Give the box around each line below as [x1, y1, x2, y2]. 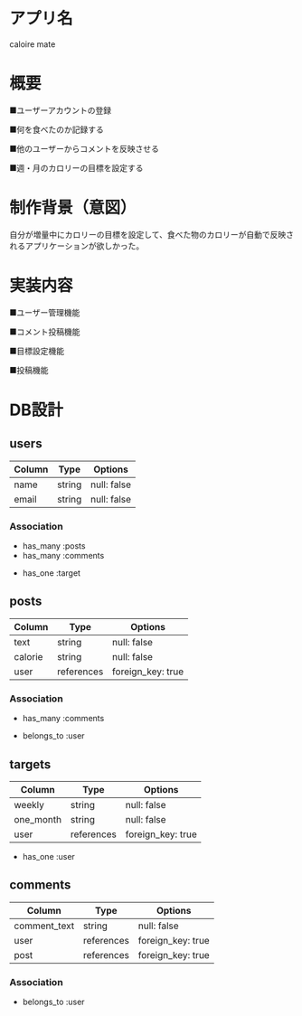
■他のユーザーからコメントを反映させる [9, 143, 160, 154]
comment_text [14, 919, 75, 932]
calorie [14, 650, 43, 663]
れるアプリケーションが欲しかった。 [9, 240, 145, 251]
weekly [14, 798, 45, 811]
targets [9, 757, 52, 772]
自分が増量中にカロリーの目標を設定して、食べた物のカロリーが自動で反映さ [9, 229, 294, 240]
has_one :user [22, 851, 75, 861]
